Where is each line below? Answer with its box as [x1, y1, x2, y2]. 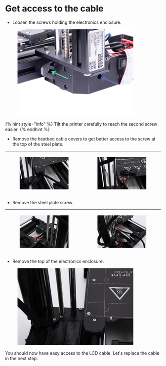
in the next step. [5, 356, 38, 362]
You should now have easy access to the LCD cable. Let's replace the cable [5, 350, 160, 356]
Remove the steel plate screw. [12, 200, 74, 206]
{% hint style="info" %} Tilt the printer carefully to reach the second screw [5, 121, 158, 127]
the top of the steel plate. [12, 141, 64, 147]
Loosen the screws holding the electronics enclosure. [12, 19, 122, 25]
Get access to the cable [5, 3, 104, 14]
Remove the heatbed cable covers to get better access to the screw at [12, 136, 156, 142]
